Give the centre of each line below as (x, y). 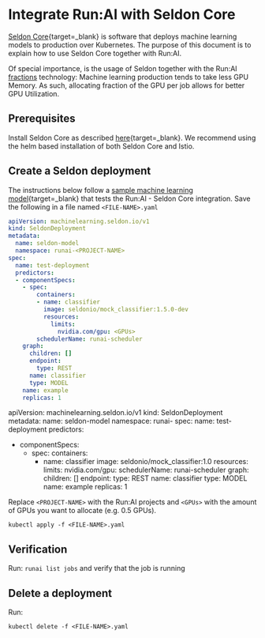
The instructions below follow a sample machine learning (101, 190)
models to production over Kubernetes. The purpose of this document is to (130, 44)
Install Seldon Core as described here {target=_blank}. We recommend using (132, 138)
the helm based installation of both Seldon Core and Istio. (101, 146)
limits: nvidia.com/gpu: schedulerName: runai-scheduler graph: (146, 470)
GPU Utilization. (34, 93)
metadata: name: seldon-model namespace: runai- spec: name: (112, 421)
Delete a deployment (60, 593)
